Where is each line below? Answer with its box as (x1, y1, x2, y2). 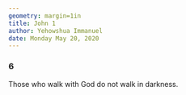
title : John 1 (8, 19, 57, 27)
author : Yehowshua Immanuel (8, 27, 104, 35)
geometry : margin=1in (8, 11, 82, 20)
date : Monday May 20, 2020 (8, 34, 99, 43)
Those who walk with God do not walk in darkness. (8, 79, 179, 89)
